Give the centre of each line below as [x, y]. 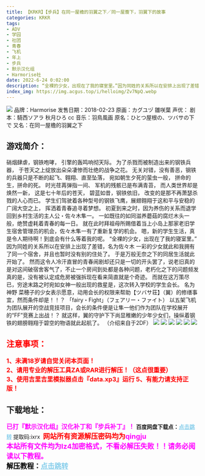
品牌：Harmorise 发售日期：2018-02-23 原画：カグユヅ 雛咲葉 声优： [101, 110]
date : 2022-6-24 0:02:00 [38, 80]
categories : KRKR [28, 18]
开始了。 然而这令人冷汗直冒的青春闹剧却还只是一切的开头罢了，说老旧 [95, 261]
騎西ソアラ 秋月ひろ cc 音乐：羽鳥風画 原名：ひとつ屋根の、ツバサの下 [106, 117]
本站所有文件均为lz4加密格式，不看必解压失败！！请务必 [98, 446]
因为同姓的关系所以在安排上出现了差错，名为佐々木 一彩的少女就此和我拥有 [101, 246]
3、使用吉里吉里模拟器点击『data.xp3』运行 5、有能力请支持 [95, 379]
